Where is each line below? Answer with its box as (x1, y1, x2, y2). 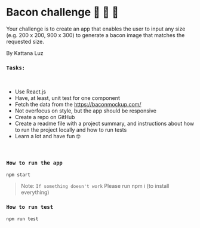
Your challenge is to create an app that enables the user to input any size (6, 25, 186, 32)
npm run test (6, 215, 39, 222)
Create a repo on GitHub (14, 114, 75, 121)
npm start (6, 172, 31, 178)
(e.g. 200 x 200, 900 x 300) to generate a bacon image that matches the (6, 31, 185, 38)
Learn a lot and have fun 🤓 (14, 133, 81, 140)
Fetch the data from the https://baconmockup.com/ (14, 101, 141, 108)
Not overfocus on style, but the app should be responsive (14, 107, 157, 114)
